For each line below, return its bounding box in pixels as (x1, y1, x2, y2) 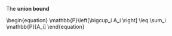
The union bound (6, 5, 50, 12)
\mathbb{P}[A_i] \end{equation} (6, 23, 85, 30)
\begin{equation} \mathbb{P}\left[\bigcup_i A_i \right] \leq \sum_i (6, 17, 166, 23)
